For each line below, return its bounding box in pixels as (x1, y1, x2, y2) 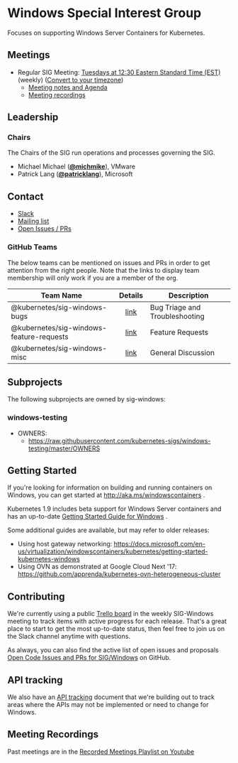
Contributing (7, 590, 65, 602)
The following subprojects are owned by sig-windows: (7, 395, 166, 404)
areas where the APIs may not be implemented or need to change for (7, 700, 209, 709)
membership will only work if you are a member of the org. (7, 274, 178, 282)
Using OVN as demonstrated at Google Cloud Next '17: (17, 563, 177, 571)
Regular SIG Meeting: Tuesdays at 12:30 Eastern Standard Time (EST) (17, 67, 221, 76)
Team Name (40, 290, 83, 300)
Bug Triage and (149, 302, 201, 312)
